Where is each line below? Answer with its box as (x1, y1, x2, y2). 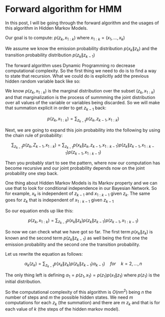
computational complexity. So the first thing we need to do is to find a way (5, 68, 157, 74)
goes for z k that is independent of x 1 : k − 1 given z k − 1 (5, 197, 114, 204)
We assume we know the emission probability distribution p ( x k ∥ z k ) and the (5, 45, 158, 52)
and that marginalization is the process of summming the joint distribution (5, 94, 155, 100)
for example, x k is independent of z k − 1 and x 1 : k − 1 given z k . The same (5, 190, 150, 197)
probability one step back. (5, 170, 58, 176)
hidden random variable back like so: (5, 78, 81, 85)
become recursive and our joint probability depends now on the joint (5, 165, 145, 171)
